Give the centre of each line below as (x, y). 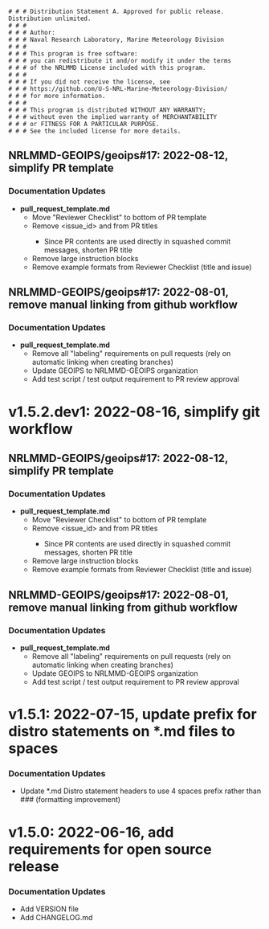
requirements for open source (110, 849)
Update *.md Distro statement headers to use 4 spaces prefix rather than (141, 791)
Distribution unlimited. (50, 18)
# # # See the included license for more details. (95, 131)
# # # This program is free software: (73, 54)
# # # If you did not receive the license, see (90, 82)
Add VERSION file (49, 909)
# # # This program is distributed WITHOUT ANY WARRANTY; (107, 110)
